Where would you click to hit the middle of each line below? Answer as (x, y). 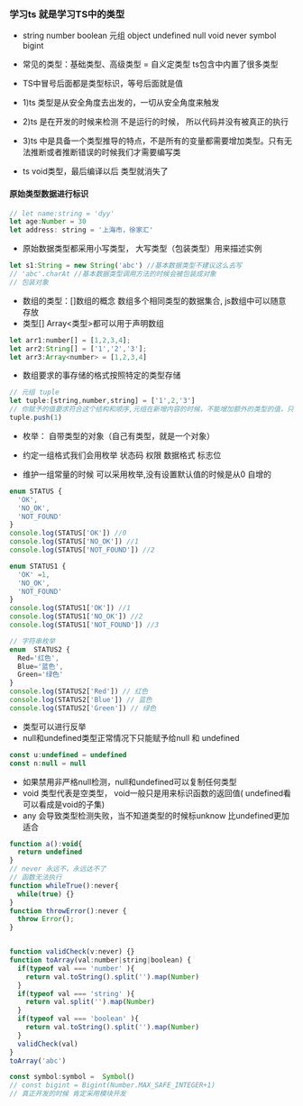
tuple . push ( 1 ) (36, 417)
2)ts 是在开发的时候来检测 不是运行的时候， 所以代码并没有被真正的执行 (156, 122)
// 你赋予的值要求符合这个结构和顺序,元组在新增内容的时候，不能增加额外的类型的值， (148, 409)
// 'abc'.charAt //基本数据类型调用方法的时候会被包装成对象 (113, 274)
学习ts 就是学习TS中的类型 (67, 14)
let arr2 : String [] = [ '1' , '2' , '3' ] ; (78, 349)
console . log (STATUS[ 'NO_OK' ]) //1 (74, 542)
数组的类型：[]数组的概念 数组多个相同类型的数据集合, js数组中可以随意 (154, 300)
